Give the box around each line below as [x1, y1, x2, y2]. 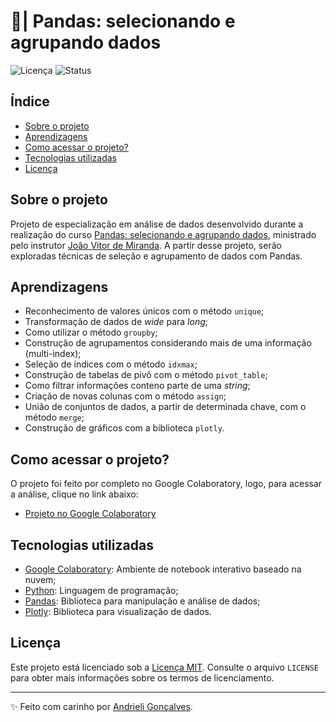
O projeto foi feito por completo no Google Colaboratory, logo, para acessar [10, 478, 323, 490]
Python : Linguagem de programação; [24, 585, 179, 596]
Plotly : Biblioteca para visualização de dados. [24, 606, 212, 617]
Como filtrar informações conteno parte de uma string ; [24, 380, 251, 392]
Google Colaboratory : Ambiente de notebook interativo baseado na [24, 563, 302, 575]
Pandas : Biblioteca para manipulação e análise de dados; [24, 595, 261, 607]
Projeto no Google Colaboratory [24, 508, 157, 520]
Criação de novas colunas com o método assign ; [24, 390, 227, 402]
